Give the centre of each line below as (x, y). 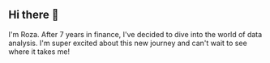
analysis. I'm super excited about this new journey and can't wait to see (128, 43)
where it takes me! (39, 51)
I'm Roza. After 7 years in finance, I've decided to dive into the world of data (135, 34)
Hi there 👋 (34, 15)
